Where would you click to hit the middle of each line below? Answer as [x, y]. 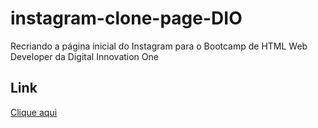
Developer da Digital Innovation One [84, 56]
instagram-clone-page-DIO [126, 18]
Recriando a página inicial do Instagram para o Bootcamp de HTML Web [159, 46]
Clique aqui [34, 112]
